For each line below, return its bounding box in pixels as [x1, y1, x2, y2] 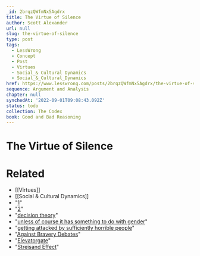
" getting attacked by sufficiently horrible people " [14, 224, 135, 232]
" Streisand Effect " [14, 243, 60, 251]
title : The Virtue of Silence [6, 14, 82, 20]
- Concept [11, 53, 36, 59]
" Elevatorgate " [14, 237, 51, 244]
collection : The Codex [6, 108, 62, 114]
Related [6, 167, 45, 180]
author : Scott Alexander [6, 20, 68, 26]
